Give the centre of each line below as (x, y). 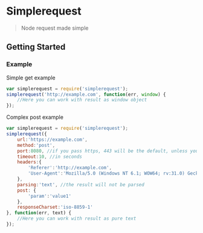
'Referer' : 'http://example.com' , (70, 168)
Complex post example (35, 117)
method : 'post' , (36, 145)
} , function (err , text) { (39, 213)
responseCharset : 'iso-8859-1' (55, 208)
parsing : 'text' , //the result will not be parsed (81, 184)
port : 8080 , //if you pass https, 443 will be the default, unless (102, 151)
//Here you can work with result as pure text (77, 219)
